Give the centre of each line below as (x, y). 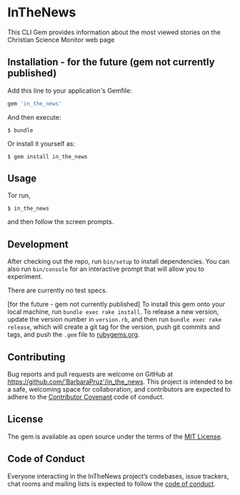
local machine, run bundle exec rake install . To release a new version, (113, 312)
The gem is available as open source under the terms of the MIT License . (115, 437)
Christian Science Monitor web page (61, 39)
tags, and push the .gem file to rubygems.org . (74, 335)
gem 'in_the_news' (35, 103)
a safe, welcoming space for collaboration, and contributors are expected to (119, 389)
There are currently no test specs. (57, 290)
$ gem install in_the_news (47, 157)
